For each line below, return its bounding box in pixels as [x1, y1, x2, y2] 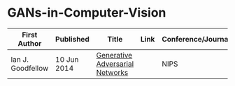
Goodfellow [10, 63, 49, 73]
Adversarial [96, 59, 134, 69]
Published [55, 34, 90, 44]
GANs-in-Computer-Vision [7, 5, 166, 21]
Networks [96, 67, 129, 77]
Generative [96, 50, 133, 60]
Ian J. [10, 54, 29, 64]
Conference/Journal [162, 34, 231, 44]
